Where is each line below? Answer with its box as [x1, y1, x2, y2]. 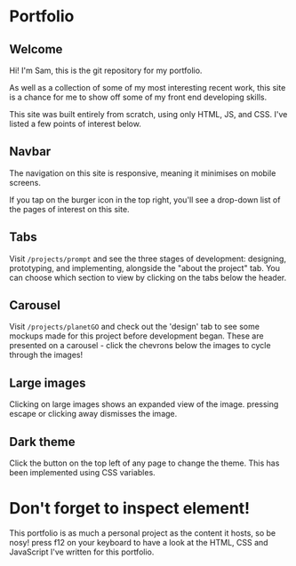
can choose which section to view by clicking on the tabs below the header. [9, 272, 287, 283]
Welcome [9, 42, 63, 57]
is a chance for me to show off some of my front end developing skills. [9, 92, 268, 102]
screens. [9, 177, 42, 187]
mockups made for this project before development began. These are [9, 331, 264, 341]
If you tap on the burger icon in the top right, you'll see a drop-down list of [9, 194, 281, 205]
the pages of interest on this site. [9, 203, 131, 214]
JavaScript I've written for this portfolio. [9, 546, 155, 557]
